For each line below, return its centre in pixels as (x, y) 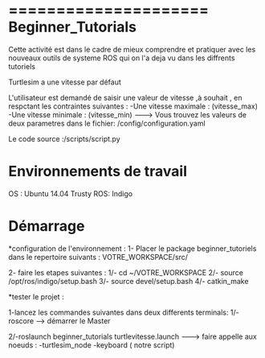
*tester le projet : (36, 296)
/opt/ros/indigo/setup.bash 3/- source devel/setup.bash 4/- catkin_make (128, 281)
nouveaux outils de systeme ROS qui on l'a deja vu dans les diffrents (122, 58)
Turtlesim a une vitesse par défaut (65, 82)
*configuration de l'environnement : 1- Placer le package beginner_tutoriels (132, 248)
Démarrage (47, 226)
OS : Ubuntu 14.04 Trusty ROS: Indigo (71, 193)
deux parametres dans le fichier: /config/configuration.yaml (107, 123)
